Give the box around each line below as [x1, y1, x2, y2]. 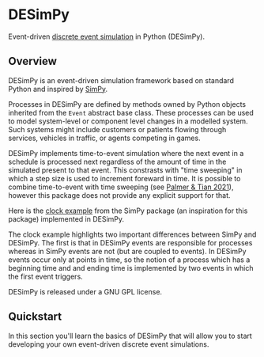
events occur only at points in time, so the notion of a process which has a [8, 255, 251, 264]
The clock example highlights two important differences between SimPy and [8, 230, 257, 239]
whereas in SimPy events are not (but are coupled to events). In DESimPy [8, 246, 247, 256]
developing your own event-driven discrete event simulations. [8, 339, 209, 349]
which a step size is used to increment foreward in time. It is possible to [8, 173, 241, 183]
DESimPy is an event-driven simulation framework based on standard [8, 75, 235, 85]
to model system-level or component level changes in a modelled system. [8, 116, 248, 126]
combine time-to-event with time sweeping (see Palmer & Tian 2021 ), [8, 182, 234, 192]
